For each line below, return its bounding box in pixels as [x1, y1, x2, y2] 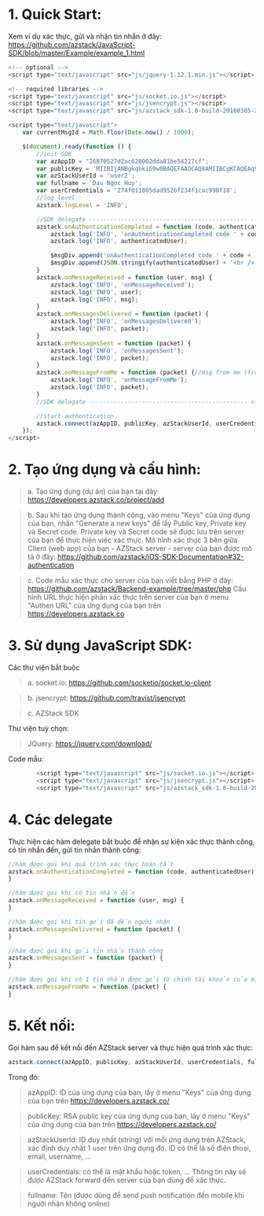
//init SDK [36, 150, 72, 158]
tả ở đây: [27, 553, 57, 562]
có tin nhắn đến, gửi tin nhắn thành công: [8, 845, 141, 855]
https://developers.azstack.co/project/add [27, 495, 165, 505]
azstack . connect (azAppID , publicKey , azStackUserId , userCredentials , [8, 1058, 244, 1066]
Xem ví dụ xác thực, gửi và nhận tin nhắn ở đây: [8, 31, 163, 41]
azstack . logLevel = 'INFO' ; [36, 201, 128, 209]
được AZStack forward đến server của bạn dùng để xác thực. [27, 1175, 226, 1185]
